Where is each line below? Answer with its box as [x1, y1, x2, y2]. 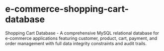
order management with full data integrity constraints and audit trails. [5, 40, 147, 46]
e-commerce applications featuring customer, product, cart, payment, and [5, 35, 158, 41]
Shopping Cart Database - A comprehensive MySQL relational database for [5, 30, 160, 36]
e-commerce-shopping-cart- [5, 3, 129, 15]
